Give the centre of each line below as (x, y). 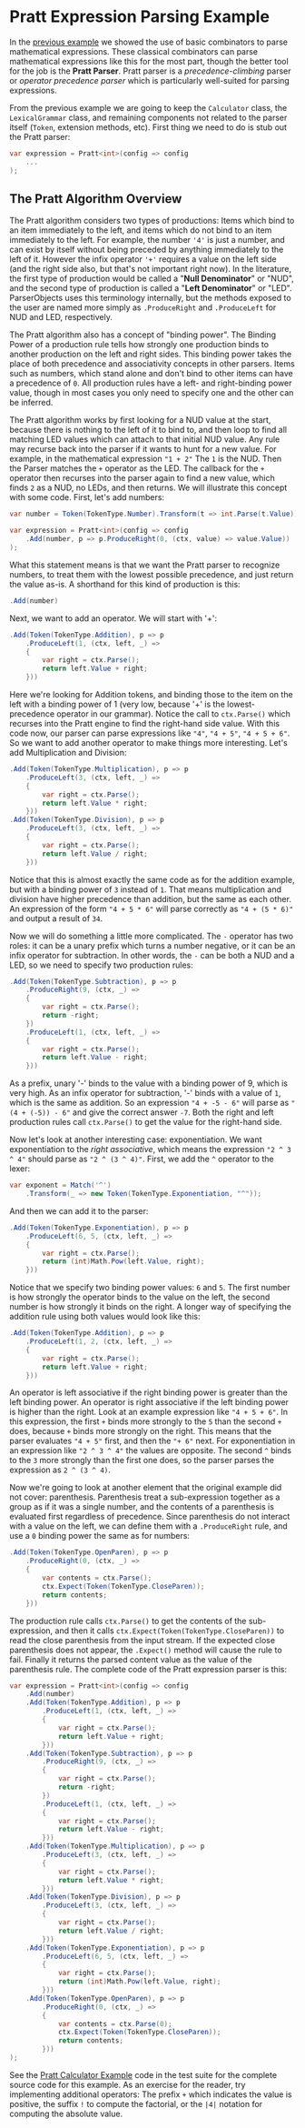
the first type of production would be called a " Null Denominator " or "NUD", (152, 278)
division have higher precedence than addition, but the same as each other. (151, 898)
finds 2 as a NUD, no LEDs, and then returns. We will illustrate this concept (148, 487)
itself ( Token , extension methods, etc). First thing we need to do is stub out (148, 127)
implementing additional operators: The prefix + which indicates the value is (151, 2094)
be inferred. (31, 403)
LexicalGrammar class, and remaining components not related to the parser (148, 117)
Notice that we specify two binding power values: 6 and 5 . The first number (150, 1288)
